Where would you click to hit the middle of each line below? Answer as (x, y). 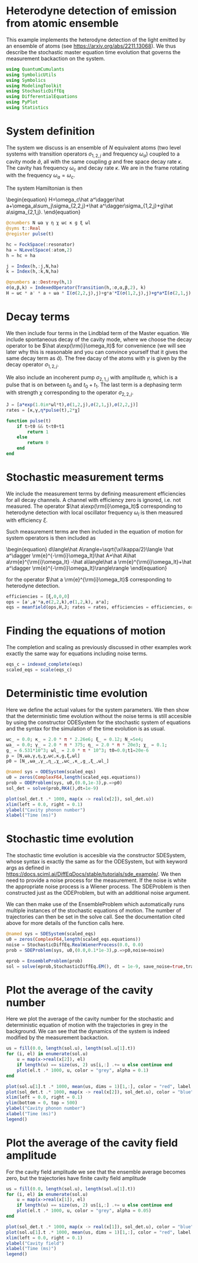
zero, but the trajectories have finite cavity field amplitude (76, 1178)
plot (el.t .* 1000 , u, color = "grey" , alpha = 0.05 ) (84, 1211)
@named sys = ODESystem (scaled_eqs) (51, 772)
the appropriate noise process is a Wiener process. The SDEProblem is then (98, 887)
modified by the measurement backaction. (57, 1037)
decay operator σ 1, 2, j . (32, 365)
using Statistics (27, 108)
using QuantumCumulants (35, 69)
